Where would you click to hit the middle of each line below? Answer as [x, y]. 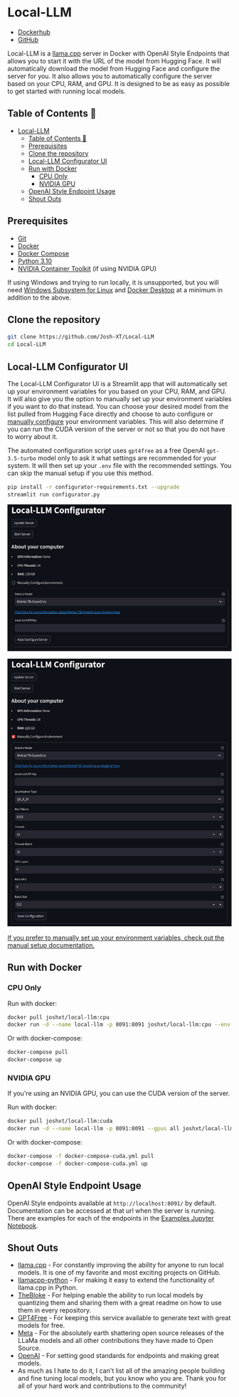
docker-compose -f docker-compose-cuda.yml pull [81, 1157]
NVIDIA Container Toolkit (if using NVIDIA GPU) [87, 268]
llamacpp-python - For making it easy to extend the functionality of [116, 1280]
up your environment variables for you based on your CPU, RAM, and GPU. [117, 391]
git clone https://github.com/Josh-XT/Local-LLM [81, 337]
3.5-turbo [22, 458]
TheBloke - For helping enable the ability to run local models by [111, 1295]
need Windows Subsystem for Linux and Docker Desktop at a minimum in [115, 290]
